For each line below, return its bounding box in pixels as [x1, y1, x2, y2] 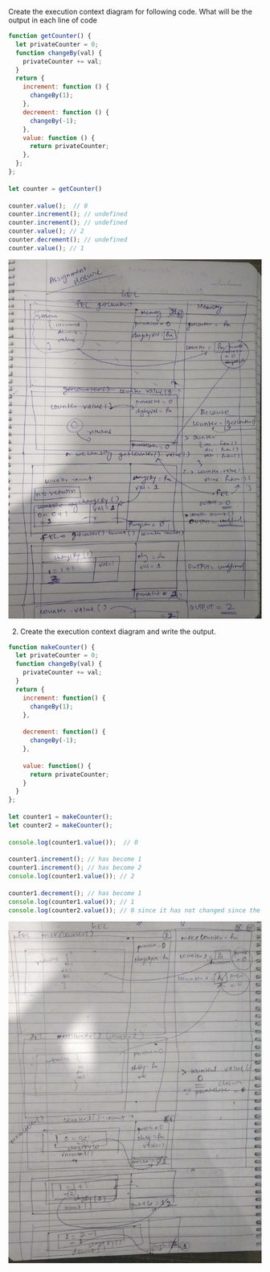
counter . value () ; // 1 [8, 244, 84, 252]
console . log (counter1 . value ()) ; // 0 [8, 838, 138, 846]
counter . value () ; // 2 [8, 227, 84, 236]
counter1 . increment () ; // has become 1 [8, 855, 142, 864]
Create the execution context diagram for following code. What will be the [8, 7, 253, 16]
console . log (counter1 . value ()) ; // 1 [8, 898, 135, 906]
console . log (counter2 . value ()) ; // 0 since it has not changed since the [8, 906, 261, 915]
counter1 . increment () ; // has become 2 [8, 864, 142, 872]
